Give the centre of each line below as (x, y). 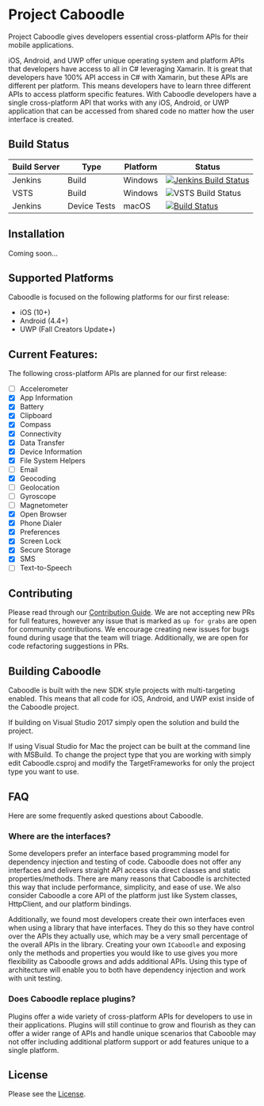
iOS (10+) (35, 313)
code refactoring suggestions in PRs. (69, 646)
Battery (32, 407)
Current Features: (53, 354)
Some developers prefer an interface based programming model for (119, 854)
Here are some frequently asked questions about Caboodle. (106, 816)
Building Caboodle (55, 671)
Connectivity (40, 433)
